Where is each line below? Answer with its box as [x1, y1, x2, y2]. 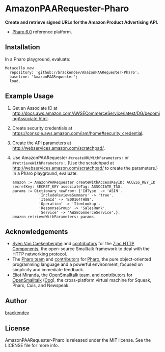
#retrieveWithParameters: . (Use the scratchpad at [12, 160, 114, 165]
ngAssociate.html [12, 115, 48, 121]
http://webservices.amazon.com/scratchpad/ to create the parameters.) [12, 165, 158, 171]
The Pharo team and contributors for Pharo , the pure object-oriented [12, 256, 151, 262]
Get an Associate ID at [12, 105, 57, 111]
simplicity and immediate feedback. [12, 267, 84, 273]
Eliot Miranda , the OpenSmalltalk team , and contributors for [12, 272, 133, 278]
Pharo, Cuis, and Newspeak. [12, 283, 70, 288]
